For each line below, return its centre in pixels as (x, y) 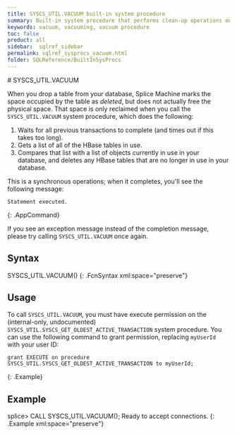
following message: (36, 189)
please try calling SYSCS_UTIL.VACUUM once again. (78, 236)
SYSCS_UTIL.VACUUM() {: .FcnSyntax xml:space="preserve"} (98, 275)
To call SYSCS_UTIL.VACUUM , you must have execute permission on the (107, 315)
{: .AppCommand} (34, 215)
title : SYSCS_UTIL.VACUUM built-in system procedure (86, 14)
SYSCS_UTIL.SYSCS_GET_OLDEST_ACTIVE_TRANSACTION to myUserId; (101, 364)
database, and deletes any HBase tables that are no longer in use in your (123, 160)
